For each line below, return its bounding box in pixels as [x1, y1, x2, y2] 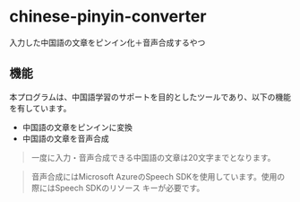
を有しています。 [9, 102, 72, 113]
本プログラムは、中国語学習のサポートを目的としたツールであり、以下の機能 [9, 92, 291, 102]
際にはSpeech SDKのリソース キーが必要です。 [30, 182, 205, 193]
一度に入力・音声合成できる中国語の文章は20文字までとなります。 [30, 152, 276, 162]
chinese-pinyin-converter [9, 6, 207, 27]
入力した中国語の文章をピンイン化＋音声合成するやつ [9, 37, 206, 48]
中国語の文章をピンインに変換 [21, 121, 133, 132]
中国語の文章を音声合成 [21, 133, 109, 144]
